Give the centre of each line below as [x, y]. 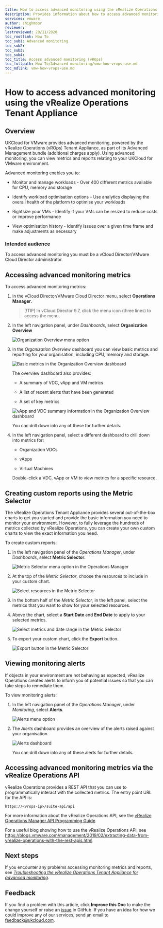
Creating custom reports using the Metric [69, 493]
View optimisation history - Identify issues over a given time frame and [83, 226]
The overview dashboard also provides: [51, 373]
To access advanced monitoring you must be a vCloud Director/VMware [77, 255]
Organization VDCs [38, 450]
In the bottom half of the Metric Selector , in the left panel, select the [80, 600]
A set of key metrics [39, 401]
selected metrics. [29, 620]
